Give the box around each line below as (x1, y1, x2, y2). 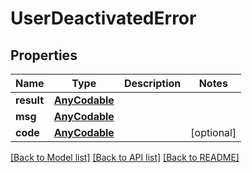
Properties (10, 47, 78, 64)
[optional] (190, 126, 237, 139)
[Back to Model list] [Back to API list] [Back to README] (10, 152, 240, 163)
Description (123, 77, 182, 90)
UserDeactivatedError (10, 7, 197, 30)
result (15, 93, 45, 107)
